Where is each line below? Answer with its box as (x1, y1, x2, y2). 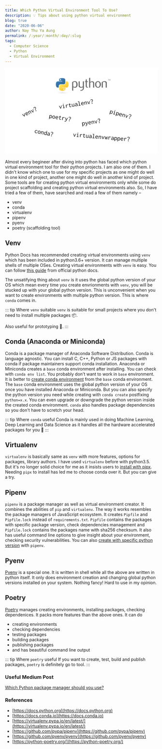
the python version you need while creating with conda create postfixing (5, 391, 149, 397)
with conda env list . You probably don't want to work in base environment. (5, 371, 155, 377)
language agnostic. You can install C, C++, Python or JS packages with (5, 356, 147, 361)
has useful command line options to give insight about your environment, (5, 532, 150, 538)
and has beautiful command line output (12, 647, 90, 652)
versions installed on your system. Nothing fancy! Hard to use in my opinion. (5, 580, 157, 586)
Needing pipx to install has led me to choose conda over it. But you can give (5, 469, 157, 475)
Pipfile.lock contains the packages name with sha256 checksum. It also (5, 527, 151, 533)
